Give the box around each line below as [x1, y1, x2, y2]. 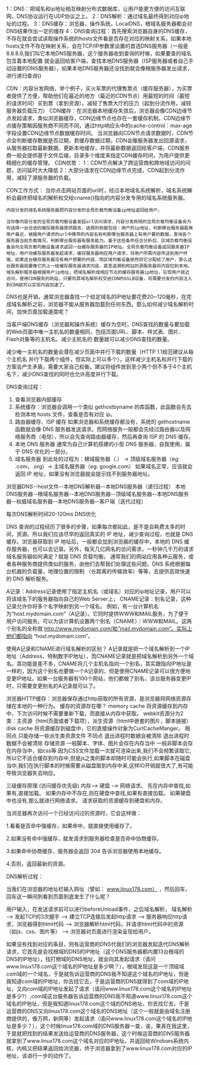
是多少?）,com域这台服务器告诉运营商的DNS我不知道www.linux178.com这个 [6, 993, 193, 1000]
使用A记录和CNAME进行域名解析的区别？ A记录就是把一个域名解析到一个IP [6, 645, 190, 652]
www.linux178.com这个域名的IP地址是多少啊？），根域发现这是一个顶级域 [6, 963, 185, 970]
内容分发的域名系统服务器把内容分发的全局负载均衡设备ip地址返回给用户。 [6, 207, 162, 213]
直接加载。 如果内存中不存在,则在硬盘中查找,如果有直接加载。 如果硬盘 [18, 789, 191, 797]
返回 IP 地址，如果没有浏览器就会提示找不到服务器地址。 [14, 470, 154, 477]
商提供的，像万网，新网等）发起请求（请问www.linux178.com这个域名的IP [6, 1015, 187, 1022]
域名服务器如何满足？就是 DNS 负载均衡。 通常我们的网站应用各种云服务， [6, 553, 189, 560]
